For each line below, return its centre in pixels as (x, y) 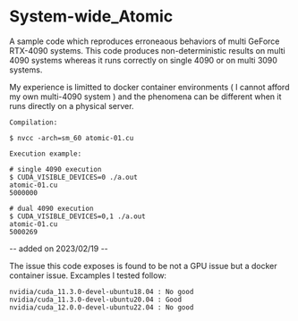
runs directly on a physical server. (72, 106)
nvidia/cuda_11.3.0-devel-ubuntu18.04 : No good (102, 291)
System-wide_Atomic (91, 17)
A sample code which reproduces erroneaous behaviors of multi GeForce (145, 41)
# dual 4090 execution (51, 208)
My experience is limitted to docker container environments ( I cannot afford (149, 87)
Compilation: (34, 122)
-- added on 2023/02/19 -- (59, 249)
